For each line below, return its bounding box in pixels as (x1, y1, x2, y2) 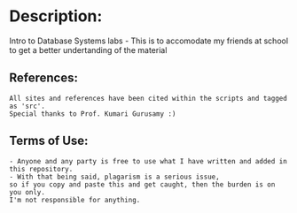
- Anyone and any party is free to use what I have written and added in (9, 156, 288, 165)
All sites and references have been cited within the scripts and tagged (9, 94, 288, 103)
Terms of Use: (9, 133, 89, 148)
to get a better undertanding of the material (9, 44, 168, 55)
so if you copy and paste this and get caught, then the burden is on (9, 179, 276, 189)
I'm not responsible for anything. (9, 195, 141, 204)
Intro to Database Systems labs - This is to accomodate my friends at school (9, 35, 289, 46)
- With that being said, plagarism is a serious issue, (9, 172, 220, 181)
